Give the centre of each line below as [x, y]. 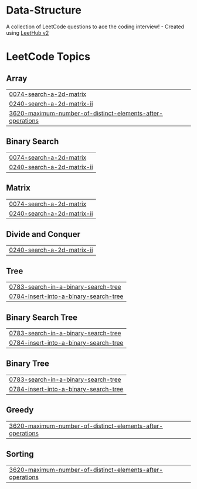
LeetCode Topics [48, 57]
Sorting [20, 454]
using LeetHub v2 [28, 32]
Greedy [20, 410]
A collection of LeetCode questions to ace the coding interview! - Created [95, 27]
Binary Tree [28, 364]
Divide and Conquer [43, 234]
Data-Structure [44, 10]
